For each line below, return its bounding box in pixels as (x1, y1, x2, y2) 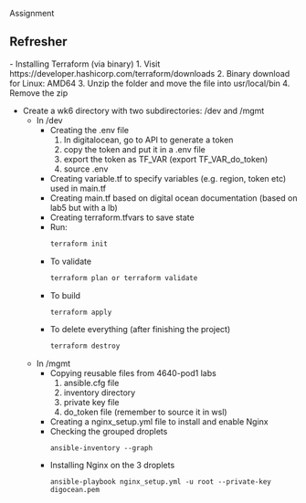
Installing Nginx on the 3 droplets (49, 460, 175, 471)
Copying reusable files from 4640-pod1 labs (49, 368, 216, 379)
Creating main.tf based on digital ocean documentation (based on (49, 192, 298, 204)
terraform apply (49, 308, 112, 317)
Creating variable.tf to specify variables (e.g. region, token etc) (49, 173, 287, 183)
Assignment (9, 8, 55, 18)
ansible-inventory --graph (49, 444, 153, 453)
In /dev (36, 114, 63, 126)
